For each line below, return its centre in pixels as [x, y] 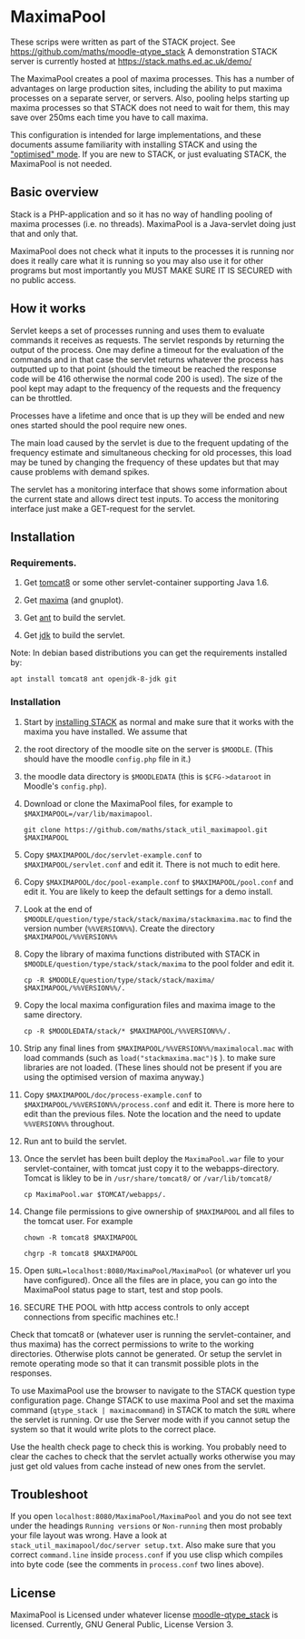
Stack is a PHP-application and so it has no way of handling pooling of [142, 214]
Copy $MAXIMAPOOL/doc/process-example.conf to [113, 1094]
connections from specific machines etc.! [101, 1317]
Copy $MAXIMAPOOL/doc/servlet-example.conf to [113, 854]
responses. [31, 1373]
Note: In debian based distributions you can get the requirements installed [149, 653]
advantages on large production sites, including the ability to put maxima [146, 88]
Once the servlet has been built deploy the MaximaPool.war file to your [153, 1158]
